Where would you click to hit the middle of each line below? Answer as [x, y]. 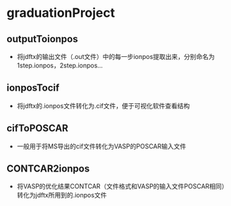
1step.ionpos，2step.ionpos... [60, 65]
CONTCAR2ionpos [48, 169]
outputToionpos [42, 39]
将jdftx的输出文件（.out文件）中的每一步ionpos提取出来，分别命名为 [116, 57]
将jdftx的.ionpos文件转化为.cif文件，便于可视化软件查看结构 [103, 105]
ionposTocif [33, 88]
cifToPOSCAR [37, 128]
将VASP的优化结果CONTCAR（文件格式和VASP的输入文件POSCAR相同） [122, 186]
